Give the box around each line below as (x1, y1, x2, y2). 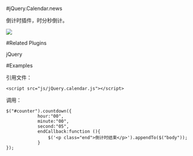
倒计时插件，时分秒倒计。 (6, 17, 68, 24)
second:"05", (37, 123, 69, 129)
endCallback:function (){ (37, 129, 101, 134)
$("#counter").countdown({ (6, 108, 72, 114)
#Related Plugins (6, 40, 47, 46)
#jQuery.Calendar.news (6, 5, 63, 12)
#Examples (6, 62, 33, 69)
